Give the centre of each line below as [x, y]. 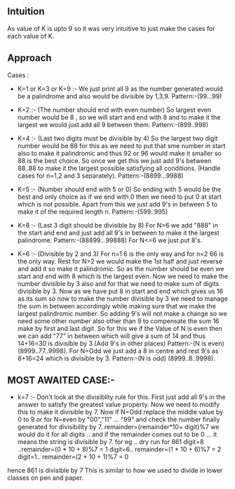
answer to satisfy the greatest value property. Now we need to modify [119, 405]
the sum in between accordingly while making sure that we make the [116, 306]
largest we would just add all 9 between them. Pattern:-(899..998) [113, 124]
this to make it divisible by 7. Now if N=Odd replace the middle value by [120, 412]
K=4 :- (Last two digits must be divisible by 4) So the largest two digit [117, 138]
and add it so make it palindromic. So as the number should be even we [121, 268]
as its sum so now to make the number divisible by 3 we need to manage [122, 299]
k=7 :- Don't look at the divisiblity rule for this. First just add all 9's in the [121, 397]
